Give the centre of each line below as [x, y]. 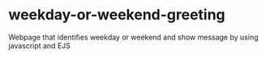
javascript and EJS [40, 45]
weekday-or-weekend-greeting [117, 15]
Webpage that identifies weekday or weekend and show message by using [133, 37]
